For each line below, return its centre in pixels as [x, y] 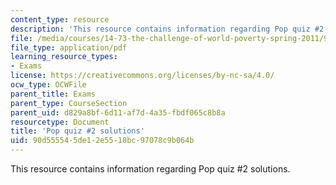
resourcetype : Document [60, 122]
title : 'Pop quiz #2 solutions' [77, 131]
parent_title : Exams [53, 94]
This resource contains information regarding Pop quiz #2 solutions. [150, 169]
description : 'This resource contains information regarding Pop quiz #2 [167, 29]
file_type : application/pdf [69, 47]
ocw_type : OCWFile [48, 85]
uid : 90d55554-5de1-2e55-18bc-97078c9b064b [102, 141]
